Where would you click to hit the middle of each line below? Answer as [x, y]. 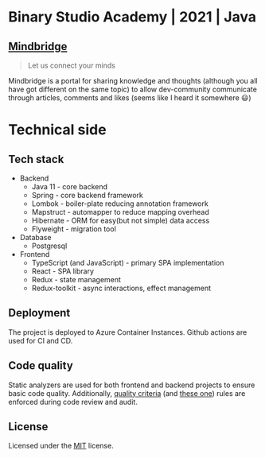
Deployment [39, 313]
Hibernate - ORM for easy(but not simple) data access [121, 220]
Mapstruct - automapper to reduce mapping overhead [120, 212]
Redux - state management [76, 279]
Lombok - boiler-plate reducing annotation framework [120, 204]
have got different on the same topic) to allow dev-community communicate [132, 89]
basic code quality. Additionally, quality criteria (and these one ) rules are [127, 393]
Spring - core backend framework [87, 195]
